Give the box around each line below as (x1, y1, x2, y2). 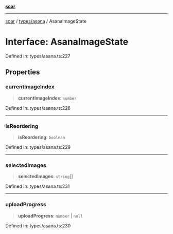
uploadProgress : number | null (18, 212, 83, 219)
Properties (5, 68, 40, 76)
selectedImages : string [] (18, 173, 73, 180)
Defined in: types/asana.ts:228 (5, 105, 71, 111)
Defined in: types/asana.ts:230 (5, 222, 71, 229)
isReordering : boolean (18, 134, 65, 140)
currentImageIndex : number (18, 95, 77, 101)
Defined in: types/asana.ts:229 (5, 144, 71, 150)
